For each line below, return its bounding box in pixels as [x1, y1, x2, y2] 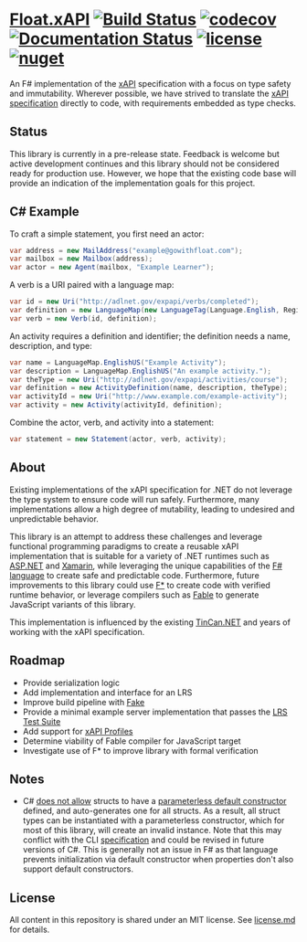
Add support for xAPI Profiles [22, 725, 133, 736]
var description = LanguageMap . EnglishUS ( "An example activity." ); [9, 366, 272, 376]
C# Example [9, 204, 79, 219]
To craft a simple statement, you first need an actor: [9, 228, 205, 239]
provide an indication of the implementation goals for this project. [9, 177, 256, 188]
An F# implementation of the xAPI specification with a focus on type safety [9, 78, 291, 89]
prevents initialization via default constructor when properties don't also [22, 854, 294, 865]
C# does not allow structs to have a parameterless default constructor [22, 796, 287, 807]
